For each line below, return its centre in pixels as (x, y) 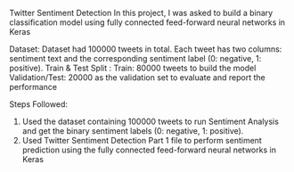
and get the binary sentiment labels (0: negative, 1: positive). (133, 131)
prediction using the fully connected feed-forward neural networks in (149, 150)
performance (33, 87)
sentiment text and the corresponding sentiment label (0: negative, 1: (135, 58)
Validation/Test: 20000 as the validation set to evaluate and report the (137, 78)
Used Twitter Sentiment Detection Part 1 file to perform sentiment (142, 140)
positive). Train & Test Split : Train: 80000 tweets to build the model (133, 68)
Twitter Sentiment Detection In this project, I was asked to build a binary (141, 13)
